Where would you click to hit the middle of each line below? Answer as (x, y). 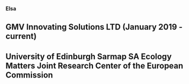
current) (21, 36)
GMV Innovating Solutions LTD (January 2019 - (94, 27)
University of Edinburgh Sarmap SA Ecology (89, 56)
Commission (29, 75)
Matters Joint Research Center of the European (94, 65)
